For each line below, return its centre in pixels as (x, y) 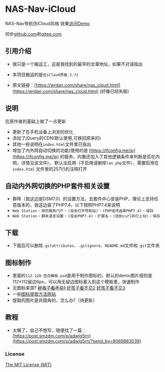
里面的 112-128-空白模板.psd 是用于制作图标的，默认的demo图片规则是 (82, 275)
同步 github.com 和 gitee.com (33, 34)
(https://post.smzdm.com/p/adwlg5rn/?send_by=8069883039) (77, 341)
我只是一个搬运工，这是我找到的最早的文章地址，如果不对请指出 (77, 64)
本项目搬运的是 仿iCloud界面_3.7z (45, 74)
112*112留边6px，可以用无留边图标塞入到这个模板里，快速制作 (76, 282)
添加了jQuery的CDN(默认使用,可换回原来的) (56, 138)
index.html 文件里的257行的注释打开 (50, 169)
